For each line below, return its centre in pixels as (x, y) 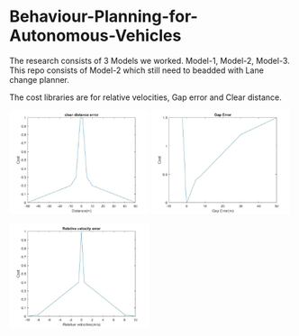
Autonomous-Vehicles (95, 36)
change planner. (40, 79)
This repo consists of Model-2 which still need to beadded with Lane (136, 70)
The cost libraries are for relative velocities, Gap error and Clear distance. (145, 97)
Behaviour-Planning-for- (104, 17)
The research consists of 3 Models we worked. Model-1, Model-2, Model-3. (149, 60)
